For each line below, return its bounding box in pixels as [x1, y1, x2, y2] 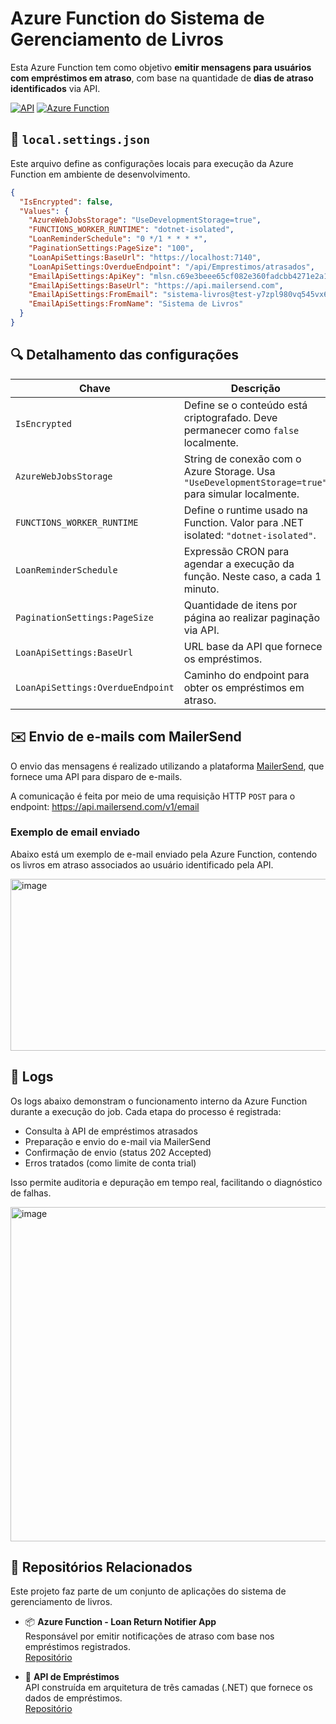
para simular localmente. [183, 487, 300, 501]
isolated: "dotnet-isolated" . [183, 528, 317, 542]
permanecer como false [183, 423, 300, 437]
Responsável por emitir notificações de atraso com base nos [24, 1630, 275, 1642]
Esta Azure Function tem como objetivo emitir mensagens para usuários [10, 61, 312, 73]
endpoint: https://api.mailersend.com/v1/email [10, 800, 200, 812]
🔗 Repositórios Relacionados [10, 1559, 193, 1576]
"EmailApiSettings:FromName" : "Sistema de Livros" [28, 299, 244, 309]
